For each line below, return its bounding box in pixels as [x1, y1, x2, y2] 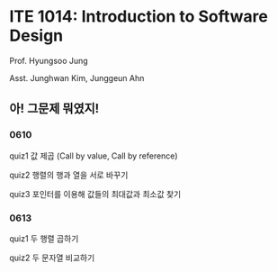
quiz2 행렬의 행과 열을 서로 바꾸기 [9, 169, 129, 180]
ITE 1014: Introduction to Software [9, 6, 268, 27]
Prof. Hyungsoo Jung [9, 55, 88, 66]
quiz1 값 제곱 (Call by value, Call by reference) [9, 150, 178, 161]
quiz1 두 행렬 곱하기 [9, 232, 79, 244]
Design [9, 25, 64, 46]
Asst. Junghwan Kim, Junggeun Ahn [9, 72, 145, 83]
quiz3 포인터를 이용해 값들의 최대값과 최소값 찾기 [9, 188, 182, 199]
